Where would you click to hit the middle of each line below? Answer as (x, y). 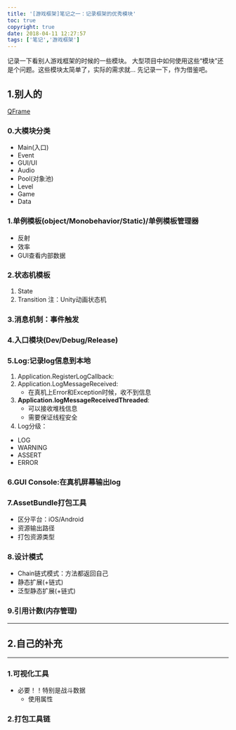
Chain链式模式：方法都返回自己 (63, 573)
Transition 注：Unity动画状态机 (62, 299)
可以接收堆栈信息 (53, 408)
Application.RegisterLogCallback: (66, 376)
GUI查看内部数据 (41, 255)
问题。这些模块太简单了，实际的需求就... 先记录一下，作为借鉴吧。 (116, 70)
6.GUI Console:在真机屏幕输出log (64, 482)
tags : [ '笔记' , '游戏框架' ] (44, 40)
